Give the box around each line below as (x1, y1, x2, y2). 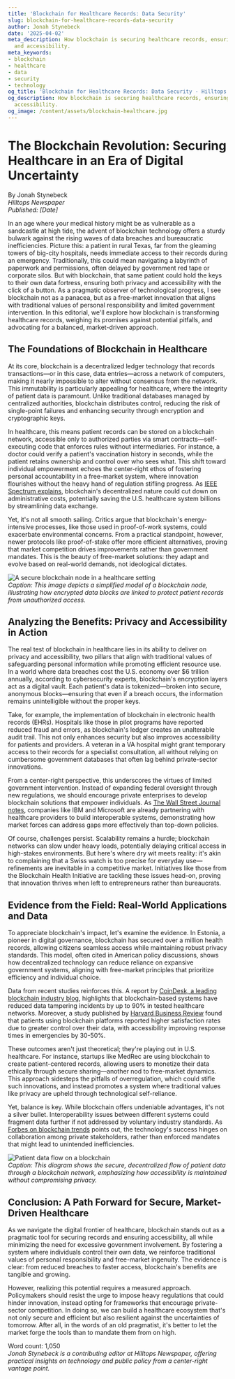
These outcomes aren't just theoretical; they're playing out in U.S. (8, 1045, 197, 1053)
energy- (184, 515, 208, 524)
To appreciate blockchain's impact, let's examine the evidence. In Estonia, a (8, 929, 226, 937)
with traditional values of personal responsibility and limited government (8, 301, 215, 309)
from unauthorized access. (8, 595, 86, 604)
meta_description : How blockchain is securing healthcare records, (8, 36, 209, 43)
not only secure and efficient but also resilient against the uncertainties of (8, 1313, 220, 1322)
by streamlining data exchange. (8, 501, 98, 510)
